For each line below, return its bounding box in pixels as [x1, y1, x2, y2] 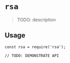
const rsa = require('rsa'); [5, 44, 66, 49]
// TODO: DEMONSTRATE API [5, 53, 59, 58]
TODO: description [17, 16, 56, 22]
